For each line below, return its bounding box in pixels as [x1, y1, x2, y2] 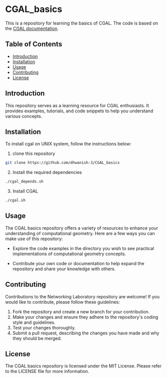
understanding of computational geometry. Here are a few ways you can [5, 230, 155, 236]
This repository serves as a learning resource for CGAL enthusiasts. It [5, 102, 149, 108]
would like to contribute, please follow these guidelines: [5, 299, 120, 305]
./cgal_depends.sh [5, 179, 44, 184]
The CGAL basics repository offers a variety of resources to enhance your [5, 225, 158, 231]
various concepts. [5, 113, 43, 119]
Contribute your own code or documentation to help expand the [12, 260, 144, 266]
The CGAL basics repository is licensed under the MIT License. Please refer [5, 363, 162, 369]
